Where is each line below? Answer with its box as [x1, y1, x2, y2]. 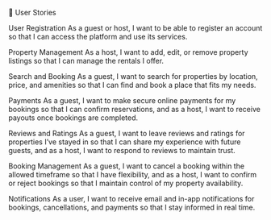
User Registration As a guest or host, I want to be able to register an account [8, 23, 263, 32]
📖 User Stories [8, 8, 56, 17]
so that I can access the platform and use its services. [8, 32, 188, 41]
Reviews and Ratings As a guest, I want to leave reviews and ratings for [8, 129, 245, 138]
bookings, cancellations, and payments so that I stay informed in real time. [8, 202, 256, 212]
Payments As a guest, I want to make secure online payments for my [8, 96, 236, 105]
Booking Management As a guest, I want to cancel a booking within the [8, 161, 244, 171]
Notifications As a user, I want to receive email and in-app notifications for [8, 194, 255, 203]
